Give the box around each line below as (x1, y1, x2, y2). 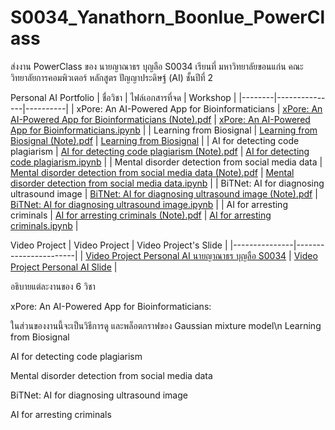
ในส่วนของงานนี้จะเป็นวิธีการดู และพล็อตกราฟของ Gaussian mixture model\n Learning (10, 319, 322, 331)
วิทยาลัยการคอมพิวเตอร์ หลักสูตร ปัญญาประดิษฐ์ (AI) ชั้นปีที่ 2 (10, 71, 214, 83)
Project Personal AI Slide (10, 261, 112, 273)
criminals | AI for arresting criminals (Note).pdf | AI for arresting (10, 209, 272, 221)
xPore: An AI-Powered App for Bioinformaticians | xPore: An (76, 102, 323, 115)
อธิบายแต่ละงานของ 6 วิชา (10, 280, 96, 292)
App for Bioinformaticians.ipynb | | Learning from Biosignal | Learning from (10, 124, 318, 136)
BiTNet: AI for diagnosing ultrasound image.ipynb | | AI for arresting (10, 198, 288, 210)
